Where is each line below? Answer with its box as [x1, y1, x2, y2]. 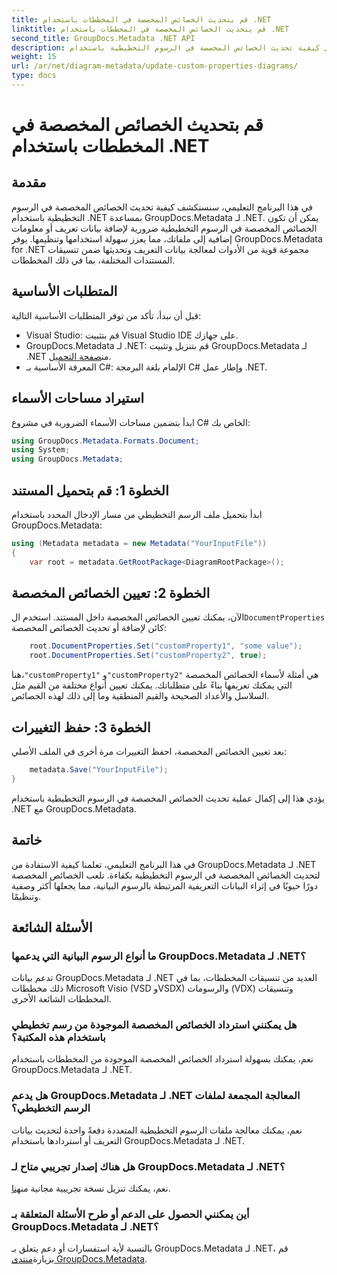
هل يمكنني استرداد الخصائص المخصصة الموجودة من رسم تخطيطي [11, 1018, 298, 1032]
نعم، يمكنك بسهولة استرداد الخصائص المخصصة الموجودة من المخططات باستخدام [11, 1053, 314, 1065]
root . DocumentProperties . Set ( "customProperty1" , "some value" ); [29, 641, 303, 651]
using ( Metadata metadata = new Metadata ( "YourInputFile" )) [11, 538, 268, 548]
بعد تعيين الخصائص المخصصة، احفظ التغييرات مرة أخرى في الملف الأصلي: [11, 745, 288, 757]
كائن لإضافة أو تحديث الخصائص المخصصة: [11, 622, 167, 634]
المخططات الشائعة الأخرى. [11, 993, 112, 1005]
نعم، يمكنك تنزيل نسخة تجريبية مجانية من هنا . [11, 1182, 171, 1195]
